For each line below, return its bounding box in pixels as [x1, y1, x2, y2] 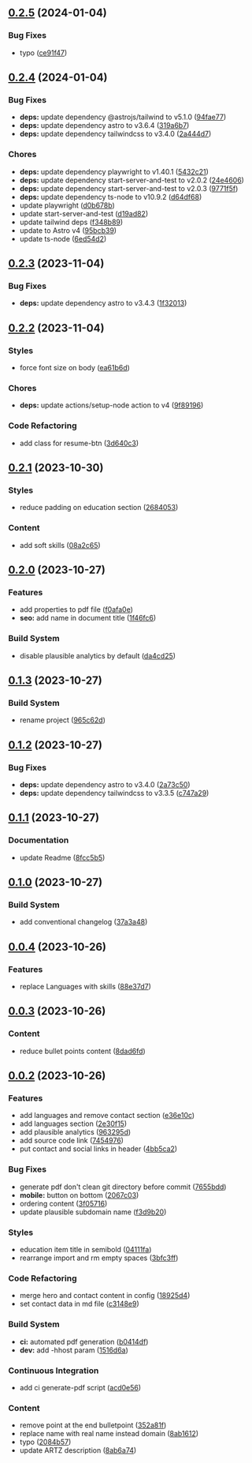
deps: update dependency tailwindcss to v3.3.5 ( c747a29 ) [19, 788, 209, 797]
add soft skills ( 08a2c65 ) [19, 540, 101, 550]
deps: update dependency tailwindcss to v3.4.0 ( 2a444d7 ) [19, 129, 212, 139]
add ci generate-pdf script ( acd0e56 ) [19, 1382, 142, 1392]
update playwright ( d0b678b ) [19, 201, 116, 210]
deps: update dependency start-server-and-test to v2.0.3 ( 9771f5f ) [19, 183, 239, 193]
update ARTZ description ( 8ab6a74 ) [19, 1446, 137, 1455]
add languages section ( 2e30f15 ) [19, 1119, 128, 1128]
